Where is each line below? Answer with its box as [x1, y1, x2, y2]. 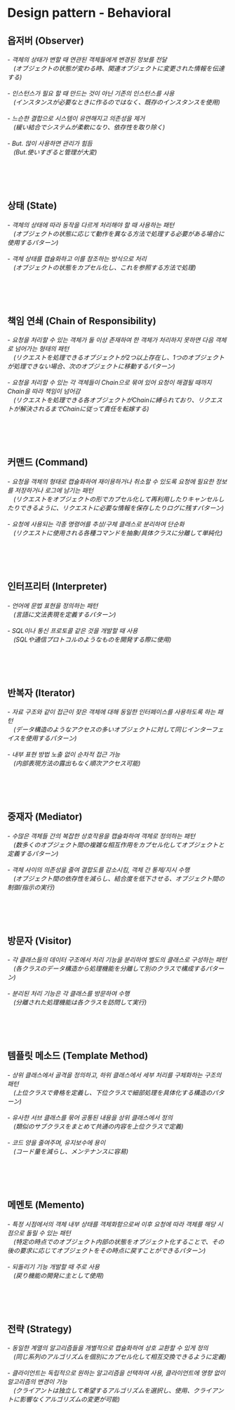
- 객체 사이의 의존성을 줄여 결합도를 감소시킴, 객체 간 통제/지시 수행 [7, 865, 190, 874]
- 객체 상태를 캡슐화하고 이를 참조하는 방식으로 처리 [7, 254, 147, 262]
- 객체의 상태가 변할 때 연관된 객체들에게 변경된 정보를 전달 [7, 55, 167, 64]
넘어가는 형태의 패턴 [14, 345, 69, 353]
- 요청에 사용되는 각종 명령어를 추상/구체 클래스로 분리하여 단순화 [7, 519, 184, 528]
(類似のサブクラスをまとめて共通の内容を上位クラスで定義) [13, 1122, 184, 1131]
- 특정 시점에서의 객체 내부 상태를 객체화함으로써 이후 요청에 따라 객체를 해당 [7, 1220, 216, 1228]
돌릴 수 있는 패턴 [25, 1228, 72, 1237]
